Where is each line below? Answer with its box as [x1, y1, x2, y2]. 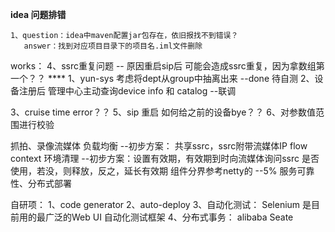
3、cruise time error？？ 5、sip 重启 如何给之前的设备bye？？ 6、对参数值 [10, 106, 316, 118]
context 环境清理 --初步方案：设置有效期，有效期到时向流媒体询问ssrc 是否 [10, 153, 320, 164]
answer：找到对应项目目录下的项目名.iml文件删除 [23, 41, 203, 51]
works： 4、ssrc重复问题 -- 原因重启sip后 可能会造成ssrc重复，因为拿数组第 [10, 60, 325, 72]
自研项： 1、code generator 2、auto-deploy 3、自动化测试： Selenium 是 [10, 199, 312, 210]
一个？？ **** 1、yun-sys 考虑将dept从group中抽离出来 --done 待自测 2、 [10, 73, 315, 84]
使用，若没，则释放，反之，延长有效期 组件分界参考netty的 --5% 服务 [10, 165, 298, 177]
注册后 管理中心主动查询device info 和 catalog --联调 [18, 85, 237, 97]
